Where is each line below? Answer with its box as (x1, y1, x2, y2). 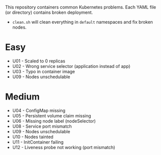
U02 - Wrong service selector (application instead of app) (12, 63, 131, 69)
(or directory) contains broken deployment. (5, 9, 93, 15)
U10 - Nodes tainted (12, 134, 54, 140)
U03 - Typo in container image (12, 68, 75, 74)
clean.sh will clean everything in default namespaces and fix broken (12, 19, 153, 25)
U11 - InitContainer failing (12, 139, 64, 145)
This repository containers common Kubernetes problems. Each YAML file (5, 4, 157, 10)
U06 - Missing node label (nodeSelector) (12, 118, 96, 124)
